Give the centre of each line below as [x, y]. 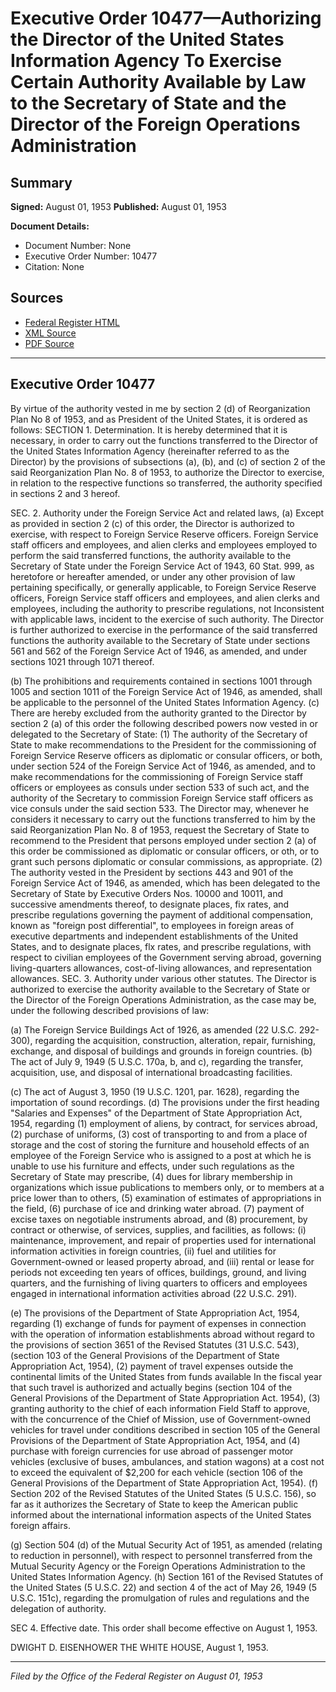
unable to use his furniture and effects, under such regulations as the [152, 1166]
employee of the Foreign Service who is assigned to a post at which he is [161, 1155]
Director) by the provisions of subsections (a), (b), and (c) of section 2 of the [168, 461]
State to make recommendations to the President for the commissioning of [163, 744]
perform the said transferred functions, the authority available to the [151, 555]
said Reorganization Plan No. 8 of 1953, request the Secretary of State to [160, 829]
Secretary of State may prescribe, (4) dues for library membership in [151, 1176]
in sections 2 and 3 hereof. [65, 493]
